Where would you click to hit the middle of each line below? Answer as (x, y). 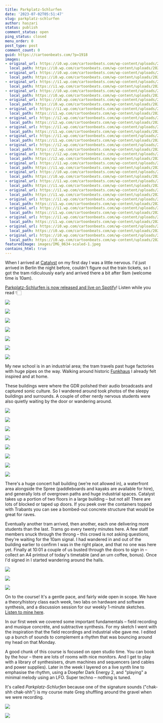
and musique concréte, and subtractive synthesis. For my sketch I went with (81, 627)
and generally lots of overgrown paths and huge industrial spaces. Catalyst (80, 494)
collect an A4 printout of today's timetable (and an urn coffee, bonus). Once (81, 555)
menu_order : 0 (19, 41)
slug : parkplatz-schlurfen (32, 18)
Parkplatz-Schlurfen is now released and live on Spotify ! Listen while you (78, 287)
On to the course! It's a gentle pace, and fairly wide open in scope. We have (81, 597)
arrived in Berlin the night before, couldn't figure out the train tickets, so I (78, 268)
